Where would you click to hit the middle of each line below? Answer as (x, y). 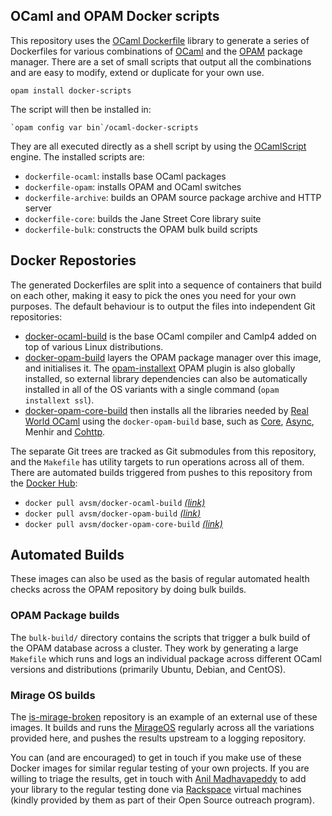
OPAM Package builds (65, 616)
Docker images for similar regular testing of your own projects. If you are (160, 768)
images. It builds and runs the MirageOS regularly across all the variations (162, 728)
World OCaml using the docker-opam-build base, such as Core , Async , (169, 421)
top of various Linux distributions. (94, 346)
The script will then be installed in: (81, 109)
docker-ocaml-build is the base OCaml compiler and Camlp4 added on (170, 336)
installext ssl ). (59, 400)
